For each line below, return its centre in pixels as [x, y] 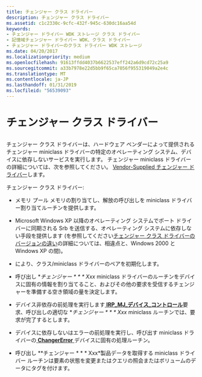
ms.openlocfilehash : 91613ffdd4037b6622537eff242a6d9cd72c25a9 [87, 62]
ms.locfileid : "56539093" [39, 91]
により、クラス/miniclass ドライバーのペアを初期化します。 [89, 264]
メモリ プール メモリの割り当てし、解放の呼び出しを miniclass [92, 200]
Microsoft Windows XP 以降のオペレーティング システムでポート [95, 221]
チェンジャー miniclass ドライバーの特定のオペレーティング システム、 [93, 152]
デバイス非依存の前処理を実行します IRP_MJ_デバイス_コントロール [99, 305]
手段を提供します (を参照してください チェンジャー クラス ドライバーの [108, 236]
